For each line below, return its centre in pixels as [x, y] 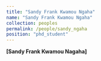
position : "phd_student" [37, 34]
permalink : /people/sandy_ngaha [47, 29]
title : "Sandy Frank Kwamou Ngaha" [51, 12]
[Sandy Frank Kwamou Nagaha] [47, 51]
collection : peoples [32, 23]
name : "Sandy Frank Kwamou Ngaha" [50, 18]
